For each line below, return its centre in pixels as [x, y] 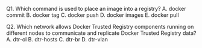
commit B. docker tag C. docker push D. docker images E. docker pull [93, 15]
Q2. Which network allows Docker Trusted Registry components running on [100, 27]
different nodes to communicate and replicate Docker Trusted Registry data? [101, 33]
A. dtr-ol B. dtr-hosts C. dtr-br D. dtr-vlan [57, 39]
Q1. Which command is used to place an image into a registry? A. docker [96, 9]
